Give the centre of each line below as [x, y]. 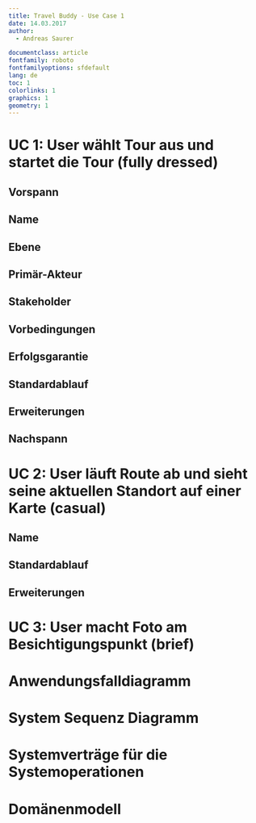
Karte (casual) [57, 508]
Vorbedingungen [52, 329]
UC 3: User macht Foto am [98, 627]
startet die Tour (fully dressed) [113, 163]
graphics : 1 [28, 98]
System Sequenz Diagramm [104, 718]
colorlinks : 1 [32, 90]
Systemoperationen [76, 772]
